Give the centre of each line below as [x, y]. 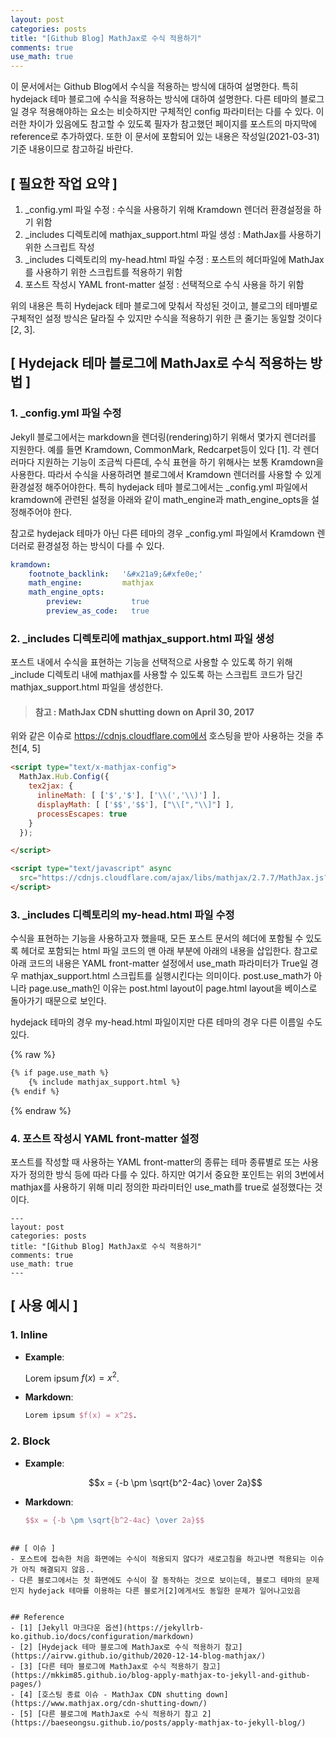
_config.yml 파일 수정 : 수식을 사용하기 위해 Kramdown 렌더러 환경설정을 [168, 209]
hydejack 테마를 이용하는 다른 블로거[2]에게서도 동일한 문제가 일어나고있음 [165, 1591]
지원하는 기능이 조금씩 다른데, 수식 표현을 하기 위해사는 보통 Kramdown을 [180, 462]
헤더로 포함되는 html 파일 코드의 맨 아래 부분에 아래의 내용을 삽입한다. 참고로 [169, 951]
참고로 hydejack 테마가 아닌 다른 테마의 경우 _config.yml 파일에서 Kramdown [162, 533]
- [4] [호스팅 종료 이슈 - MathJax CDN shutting [106, 1695]
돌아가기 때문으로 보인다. [58, 1001]
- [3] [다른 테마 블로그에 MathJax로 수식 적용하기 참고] [116, 1667]
